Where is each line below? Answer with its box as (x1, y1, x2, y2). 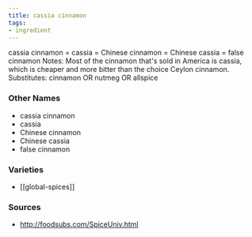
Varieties (8, 164, 44, 175)
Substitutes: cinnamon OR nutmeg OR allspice (8, 73, 158, 83)
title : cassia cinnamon (8, 11, 87, 20)
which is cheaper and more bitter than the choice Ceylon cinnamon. (8, 65, 230, 74)
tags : (8, 19, 26, 27)
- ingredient (8, 26, 52, 34)
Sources (8, 201, 41, 213)
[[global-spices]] (19, 182, 75, 191)
